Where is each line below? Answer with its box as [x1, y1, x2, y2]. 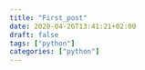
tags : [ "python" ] [9, 38, 76, 48]
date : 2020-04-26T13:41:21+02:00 [9, 22, 137, 31]
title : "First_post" [9, 13, 88, 23]
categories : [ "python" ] [9, 47, 100, 56]
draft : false [9, 30, 59, 39]
